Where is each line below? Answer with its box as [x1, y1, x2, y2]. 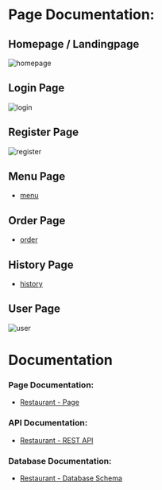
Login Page [8, 81, 65, 95]
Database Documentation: [8, 455, 112, 466]
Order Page [8, 213, 66, 227]
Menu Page [8, 169, 66, 184]
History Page [8, 258, 74, 271]
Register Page [8, 126, 79, 139]
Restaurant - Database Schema [19, 473, 123, 483]
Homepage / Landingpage [8, 37, 140, 51]
